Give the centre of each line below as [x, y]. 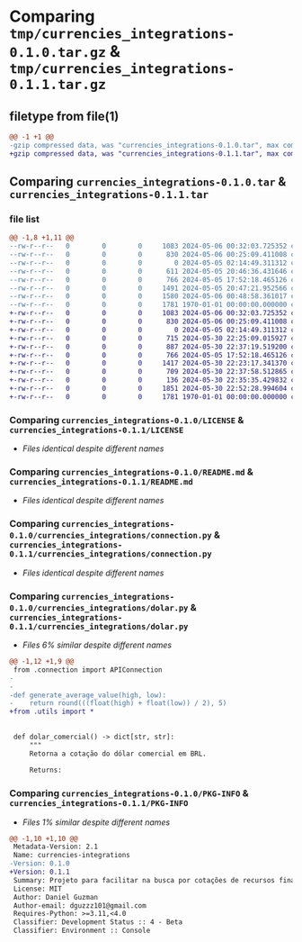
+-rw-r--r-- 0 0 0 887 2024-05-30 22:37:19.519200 [148, 347]
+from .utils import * [52, 712]
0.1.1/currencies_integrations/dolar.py [99, 626]
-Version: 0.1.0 [40, 864]
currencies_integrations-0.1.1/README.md [101, 482]
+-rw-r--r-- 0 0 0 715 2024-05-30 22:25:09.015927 [148, 338]
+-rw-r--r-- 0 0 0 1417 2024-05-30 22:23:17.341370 [148, 363]
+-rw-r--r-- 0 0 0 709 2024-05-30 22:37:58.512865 [148, 372]
